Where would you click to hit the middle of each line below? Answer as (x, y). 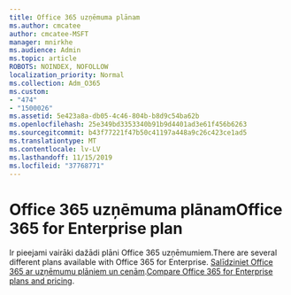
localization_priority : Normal (67, 75)
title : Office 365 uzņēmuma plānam (75, 17)
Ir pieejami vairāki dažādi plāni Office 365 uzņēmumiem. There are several (143, 252)
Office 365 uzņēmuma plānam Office (146, 210)
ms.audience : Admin (45, 50)
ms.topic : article (43, 58)
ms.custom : (29, 91)
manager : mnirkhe (41, 42)
